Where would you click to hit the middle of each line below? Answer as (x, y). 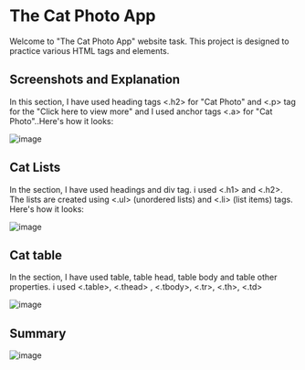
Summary (38, 333)
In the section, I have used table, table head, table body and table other (143, 277)
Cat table (36, 255)
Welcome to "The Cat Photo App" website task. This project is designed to (149, 41)
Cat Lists (35, 168)
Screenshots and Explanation (95, 80)
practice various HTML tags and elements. (89, 50)
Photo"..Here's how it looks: (62, 121)
